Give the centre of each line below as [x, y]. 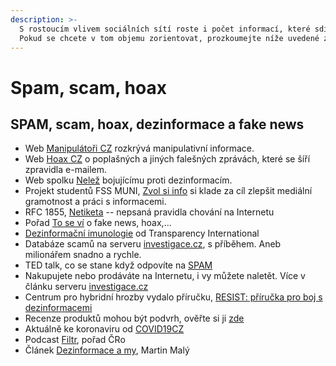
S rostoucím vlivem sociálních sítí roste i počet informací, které [165, 29]
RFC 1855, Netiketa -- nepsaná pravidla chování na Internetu [149, 212]
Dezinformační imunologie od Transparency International [142, 233]
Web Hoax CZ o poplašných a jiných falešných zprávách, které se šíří [167, 159]
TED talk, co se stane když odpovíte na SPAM [118, 265]
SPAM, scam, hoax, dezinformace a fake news [157, 124]
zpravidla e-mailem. [66, 170]
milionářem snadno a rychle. [83, 255]
